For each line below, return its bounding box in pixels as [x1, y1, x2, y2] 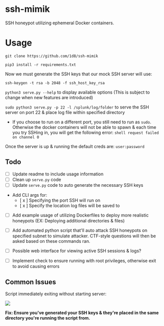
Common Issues [5, 277, 56, 286]
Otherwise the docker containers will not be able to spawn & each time [12, 124, 157, 130]
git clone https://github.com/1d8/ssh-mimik [5, 54, 98, 58]
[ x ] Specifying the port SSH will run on [19, 197, 100, 203]
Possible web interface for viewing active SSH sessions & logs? [12, 248, 142, 254]
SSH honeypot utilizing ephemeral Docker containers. [5, 20, 115, 26]
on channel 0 [12, 135, 40, 140]
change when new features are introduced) [5, 94, 93, 100]
